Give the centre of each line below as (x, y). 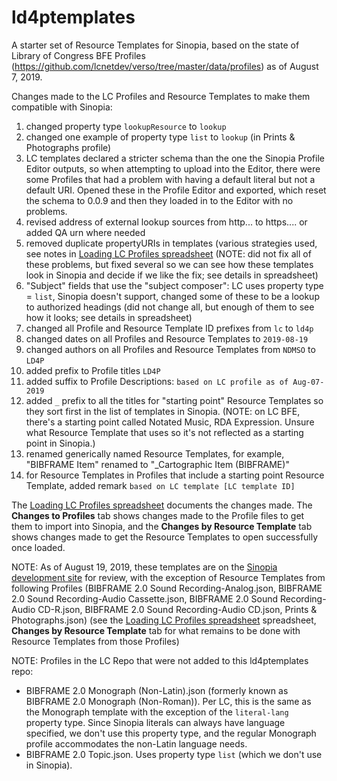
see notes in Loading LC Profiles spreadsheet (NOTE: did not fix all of (168, 253)
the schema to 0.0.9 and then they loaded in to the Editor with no (159, 200)
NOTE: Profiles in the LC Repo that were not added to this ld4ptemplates (160, 660)
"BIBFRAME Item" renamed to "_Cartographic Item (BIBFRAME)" (157, 464)
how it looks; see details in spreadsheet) (109, 317)
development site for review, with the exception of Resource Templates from (168, 577)
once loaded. (38, 547)
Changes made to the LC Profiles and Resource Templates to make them (161, 96)
